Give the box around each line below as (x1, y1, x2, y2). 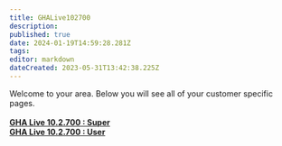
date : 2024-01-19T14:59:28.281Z (9, 38, 131, 48)
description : (9, 22, 59, 31)
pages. (9, 97, 35, 108)
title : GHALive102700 (9, 13, 91, 23)
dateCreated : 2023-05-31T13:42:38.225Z (9, 64, 160, 73)
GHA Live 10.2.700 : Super (9, 116, 110, 127)
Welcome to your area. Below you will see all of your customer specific (9, 87, 274, 99)
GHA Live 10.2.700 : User (9, 126, 106, 137)
